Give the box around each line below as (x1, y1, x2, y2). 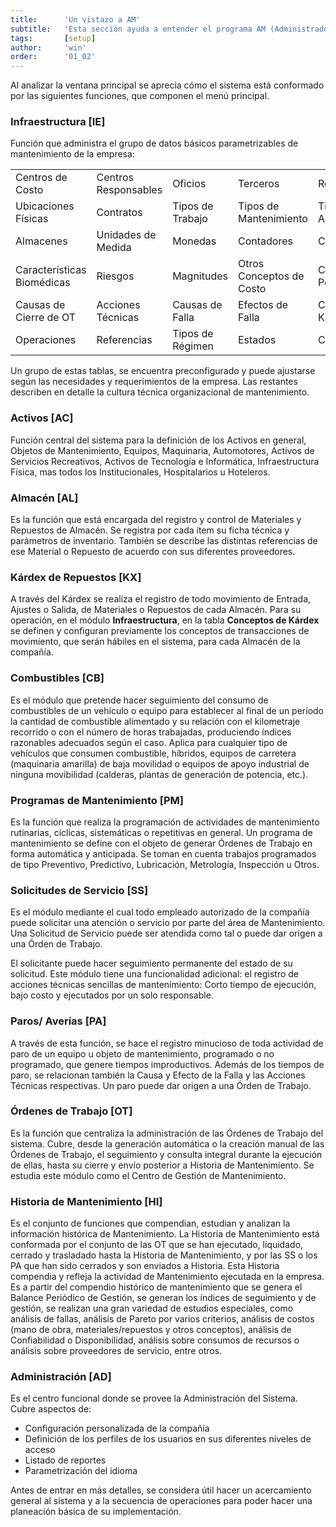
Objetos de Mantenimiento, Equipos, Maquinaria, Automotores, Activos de (10, 444, 315, 456)
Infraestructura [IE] (10, 115, 106, 129)
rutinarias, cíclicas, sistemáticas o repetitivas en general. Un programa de (10, 826, 313, 838)
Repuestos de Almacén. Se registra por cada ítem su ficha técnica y (10, 524, 290, 536)
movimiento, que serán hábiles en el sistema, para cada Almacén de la (10, 636, 301, 648)
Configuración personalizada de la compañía (24, 1422, 210, 1435)
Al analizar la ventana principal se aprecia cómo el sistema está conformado (10, 79, 325, 91)
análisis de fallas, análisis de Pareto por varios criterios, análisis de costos (10, 1313, 315, 1325)
